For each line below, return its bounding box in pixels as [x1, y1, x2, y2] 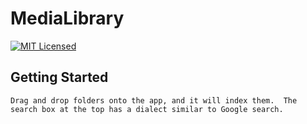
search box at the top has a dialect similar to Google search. [10, 104, 284, 114]
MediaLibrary [10, 7, 125, 30]
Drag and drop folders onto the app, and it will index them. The [10, 95, 298, 106]
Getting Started [10, 69, 109, 86]
